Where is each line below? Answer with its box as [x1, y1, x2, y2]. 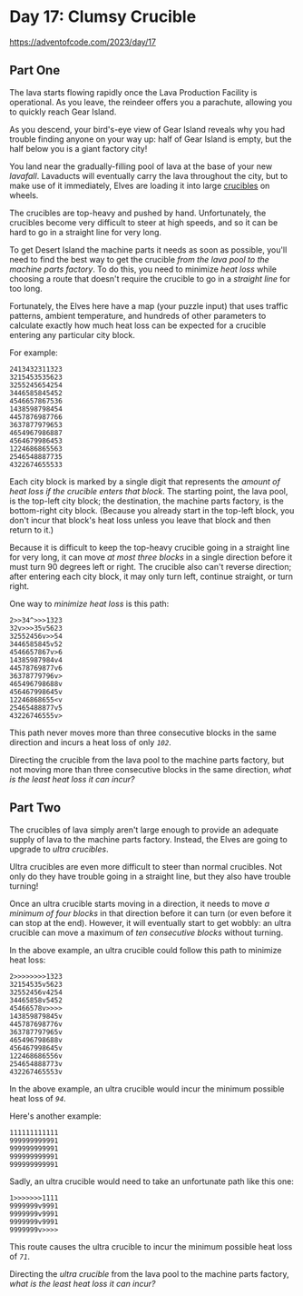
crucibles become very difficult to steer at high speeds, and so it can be [9, 216, 279, 228]
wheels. [9, 189, 39, 201]
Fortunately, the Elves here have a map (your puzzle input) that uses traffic [9, 300, 288, 311]
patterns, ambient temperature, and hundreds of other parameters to [9, 310, 267, 321]
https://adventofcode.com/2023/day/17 [9, 36, 157, 47]
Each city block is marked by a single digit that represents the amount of [9, 475, 281, 487]
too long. [9, 283, 43, 294]
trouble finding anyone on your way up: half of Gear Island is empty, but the [9, 134, 292, 145]
